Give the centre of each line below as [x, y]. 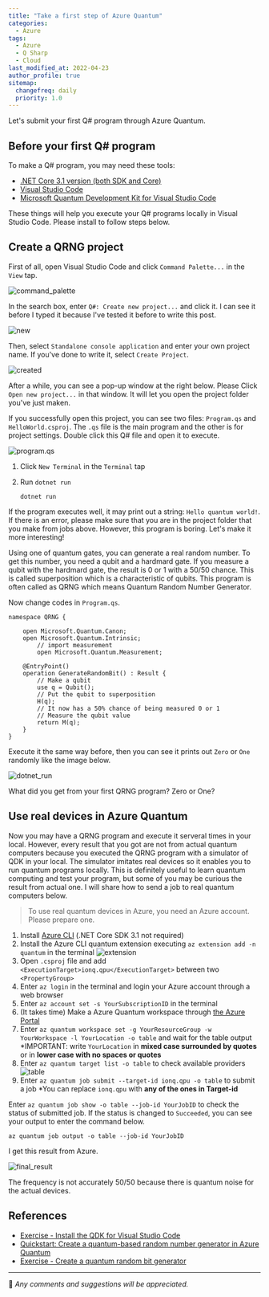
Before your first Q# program [82, 146]
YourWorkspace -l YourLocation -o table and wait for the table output [136, 1038]
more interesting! [36, 537]
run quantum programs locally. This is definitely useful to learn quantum [127, 870]
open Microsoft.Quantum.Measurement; [100, 652]
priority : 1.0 [39, 98]
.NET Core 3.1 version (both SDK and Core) [90, 181]
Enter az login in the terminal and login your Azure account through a [135, 986]
